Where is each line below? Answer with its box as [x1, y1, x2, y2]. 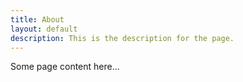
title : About [10, 14, 65, 25]
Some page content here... [10, 61, 120, 73]
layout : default [10, 24, 78, 34]
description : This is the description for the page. [10, 33, 235, 43]
